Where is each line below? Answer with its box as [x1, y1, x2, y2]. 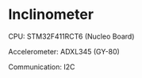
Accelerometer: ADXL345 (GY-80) [8, 46, 121, 56]
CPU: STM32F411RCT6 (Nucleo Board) [8, 32, 135, 41]
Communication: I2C [8, 61, 75, 72]
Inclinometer [8, 6, 94, 24]
